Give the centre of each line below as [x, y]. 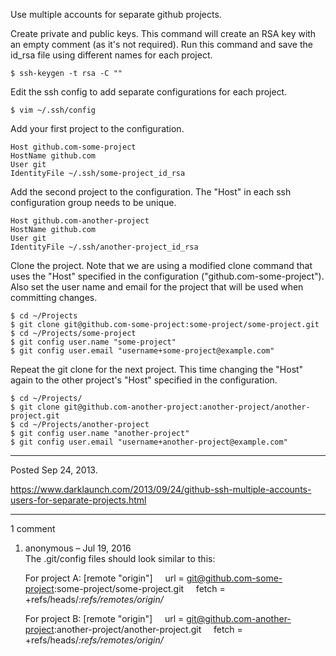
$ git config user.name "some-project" [93, 342]
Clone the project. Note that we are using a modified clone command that [161, 265]
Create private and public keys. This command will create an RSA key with [163, 33]
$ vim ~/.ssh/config [53, 110]
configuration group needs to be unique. [93, 202]
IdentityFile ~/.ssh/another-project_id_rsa [104, 247]
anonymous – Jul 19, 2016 [78, 548]
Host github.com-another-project [80, 221]
